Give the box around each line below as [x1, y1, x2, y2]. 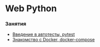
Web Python [5, 3, 57, 14]
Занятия [5, 21, 26, 27]
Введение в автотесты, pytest [12, 31, 75, 37]
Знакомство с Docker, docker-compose [12, 37, 95, 43]
